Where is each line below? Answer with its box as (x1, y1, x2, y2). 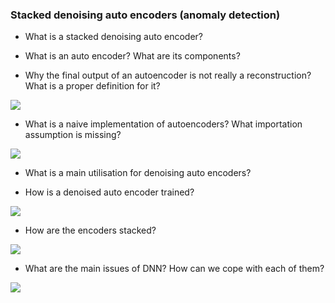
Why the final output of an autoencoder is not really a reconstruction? (24, 69, 312, 82)
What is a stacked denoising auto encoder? (24, 31, 203, 43)
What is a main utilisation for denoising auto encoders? (24, 167, 252, 179)
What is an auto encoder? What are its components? (24, 50, 241, 62)
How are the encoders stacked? (24, 224, 157, 237)
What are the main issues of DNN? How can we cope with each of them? (24, 263, 325, 275)
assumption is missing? (24, 129, 122, 141)
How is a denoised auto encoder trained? (24, 186, 195, 198)
